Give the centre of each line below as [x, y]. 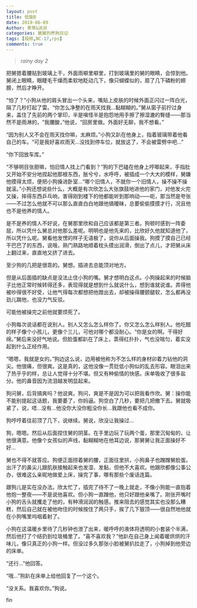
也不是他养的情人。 [29, 210]
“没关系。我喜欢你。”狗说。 [38, 588]
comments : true [25, 45]
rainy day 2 [34, 61]
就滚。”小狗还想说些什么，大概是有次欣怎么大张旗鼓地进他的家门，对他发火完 [98, 189]
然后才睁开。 [32, 87]
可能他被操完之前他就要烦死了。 [45, 312]
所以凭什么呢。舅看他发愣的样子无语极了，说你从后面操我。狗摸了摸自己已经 [98, 237]
